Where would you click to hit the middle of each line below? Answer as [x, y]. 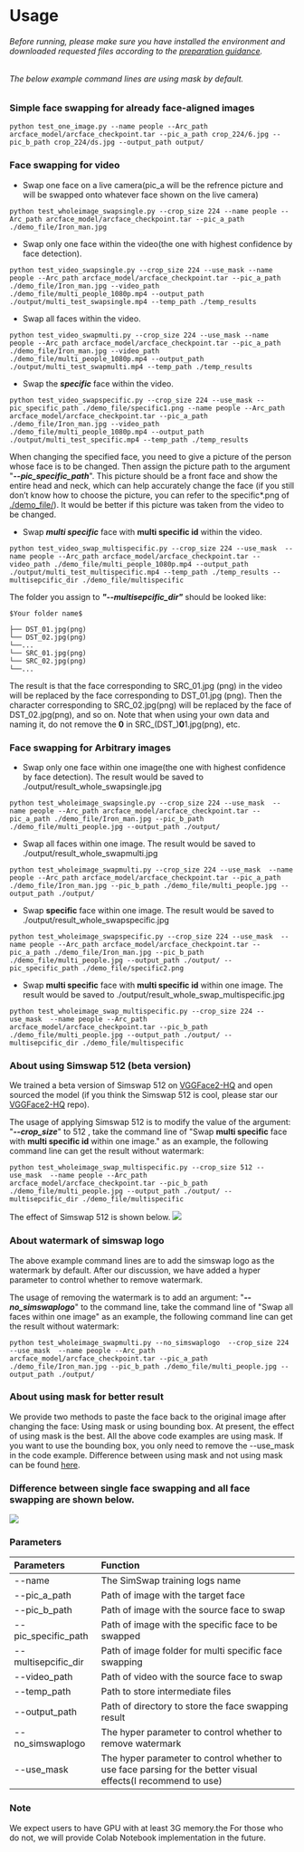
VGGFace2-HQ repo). [50, 1104]
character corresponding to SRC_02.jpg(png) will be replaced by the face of [151, 705]
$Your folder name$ [46, 613]
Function [120, 1565]
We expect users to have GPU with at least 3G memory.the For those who [147, 1828]
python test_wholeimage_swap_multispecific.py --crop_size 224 [131, 1011]
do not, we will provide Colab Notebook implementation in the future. [138, 1838]
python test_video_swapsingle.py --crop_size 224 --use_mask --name [141, 270]
